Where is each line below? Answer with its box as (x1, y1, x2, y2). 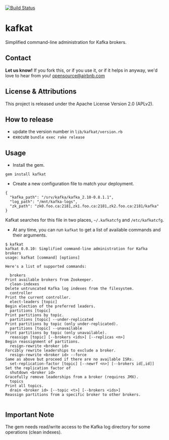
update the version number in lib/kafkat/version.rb (12, 129, 123, 135)
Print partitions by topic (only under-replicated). (5, 321, 119, 327)
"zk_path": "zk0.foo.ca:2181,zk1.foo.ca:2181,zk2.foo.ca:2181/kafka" (10, 204, 159, 209)
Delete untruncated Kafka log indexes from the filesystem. (5, 286, 135, 291)
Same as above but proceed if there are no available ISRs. (5, 357, 135, 362)
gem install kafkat (5, 172, 46, 177)
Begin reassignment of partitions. (5, 339, 80, 345)
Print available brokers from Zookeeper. (5, 277, 94, 282)
